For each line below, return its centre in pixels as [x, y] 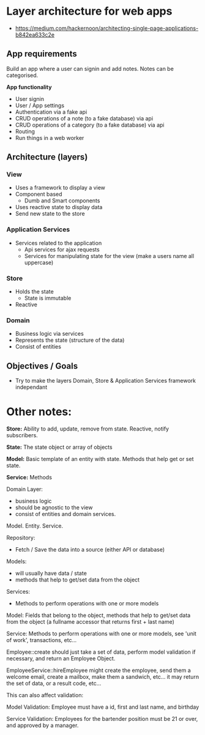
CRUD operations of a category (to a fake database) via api [90, 125]
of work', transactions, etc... [42, 640]
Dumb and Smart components [62, 201]
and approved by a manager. [43, 725]
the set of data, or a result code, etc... [54, 684]
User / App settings [40, 105]
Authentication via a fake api [51, 112]
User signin [30, 98]
